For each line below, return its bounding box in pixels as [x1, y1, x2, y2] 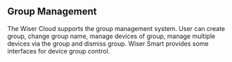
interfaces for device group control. [7, 46, 110, 55]
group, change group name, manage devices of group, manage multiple [7, 32, 216, 40]
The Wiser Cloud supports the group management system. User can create [7, 24, 226, 32]
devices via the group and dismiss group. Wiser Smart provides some [7, 39, 209, 48]
